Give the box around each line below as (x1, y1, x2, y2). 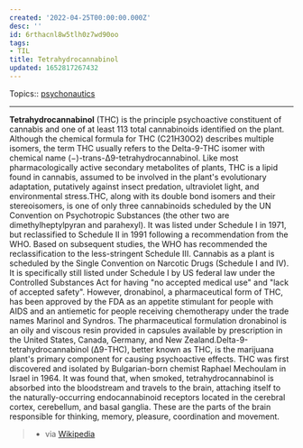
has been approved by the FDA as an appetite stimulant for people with (9, 296, 273, 306)
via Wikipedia (44, 428, 96, 439)
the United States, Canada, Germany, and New (9, 334, 183, 345)
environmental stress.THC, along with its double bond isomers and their (9, 190, 276, 201)
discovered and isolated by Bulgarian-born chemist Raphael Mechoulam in (9, 362, 287, 374)
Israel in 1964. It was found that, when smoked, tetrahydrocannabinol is (9, 372, 274, 383)
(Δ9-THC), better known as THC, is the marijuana (90, 343, 274, 354)
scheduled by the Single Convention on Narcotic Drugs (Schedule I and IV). (9, 258, 289, 269)
